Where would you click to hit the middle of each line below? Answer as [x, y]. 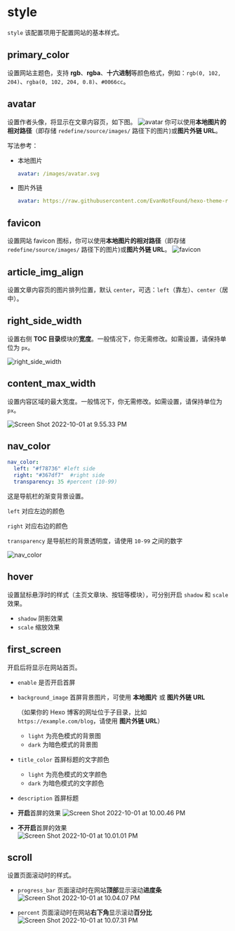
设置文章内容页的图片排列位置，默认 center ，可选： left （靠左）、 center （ [115, 290]
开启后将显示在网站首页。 [44, 667]
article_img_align [46, 272]
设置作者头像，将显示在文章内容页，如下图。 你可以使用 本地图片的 [117, 122]
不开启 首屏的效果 [42, 827]
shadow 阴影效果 [40, 618]
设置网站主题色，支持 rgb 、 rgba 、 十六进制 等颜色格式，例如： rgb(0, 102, [114, 73]
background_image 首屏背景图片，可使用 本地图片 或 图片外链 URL [111, 697]
